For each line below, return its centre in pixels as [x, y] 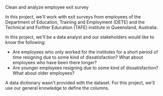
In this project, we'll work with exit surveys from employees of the [73, 17]
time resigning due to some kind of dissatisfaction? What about [78, 57]
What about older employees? [43, 73]
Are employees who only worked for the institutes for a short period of [85, 52]
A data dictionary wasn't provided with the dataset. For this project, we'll [80, 83]
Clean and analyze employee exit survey [47, 7]
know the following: [26, 42]
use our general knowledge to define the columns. [57, 88]
